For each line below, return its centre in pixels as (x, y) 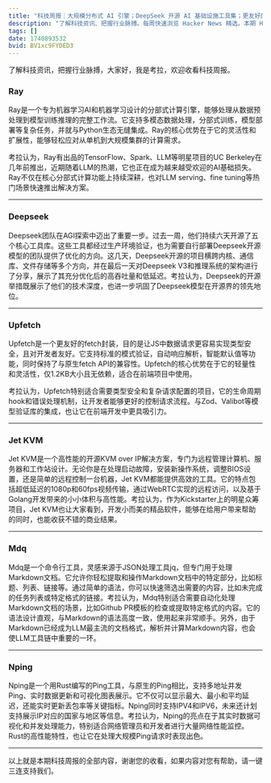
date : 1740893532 (38, 38)
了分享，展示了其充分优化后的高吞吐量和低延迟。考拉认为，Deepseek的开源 (135, 276)
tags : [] (23, 31)
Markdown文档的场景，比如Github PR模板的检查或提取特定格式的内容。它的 (134, 608)
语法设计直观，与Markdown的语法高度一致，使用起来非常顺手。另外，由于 (132, 617)
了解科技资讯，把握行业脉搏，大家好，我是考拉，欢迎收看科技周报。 (121, 70)
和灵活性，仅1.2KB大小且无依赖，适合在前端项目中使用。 (102, 374)
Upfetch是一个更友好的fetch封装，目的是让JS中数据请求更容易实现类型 (126, 343)
